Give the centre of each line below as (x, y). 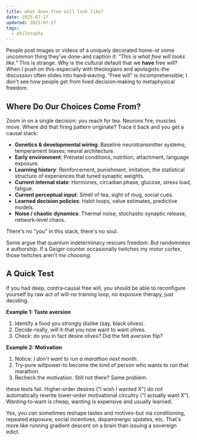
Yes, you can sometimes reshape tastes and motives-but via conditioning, (96, 413)
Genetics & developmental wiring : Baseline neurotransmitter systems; (100, 145)
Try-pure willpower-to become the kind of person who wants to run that (101, 365)
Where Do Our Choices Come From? (74, 106)
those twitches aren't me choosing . (49, 255)
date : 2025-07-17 (27, 17)
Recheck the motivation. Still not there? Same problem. (81, 377)
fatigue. (24, 188)
